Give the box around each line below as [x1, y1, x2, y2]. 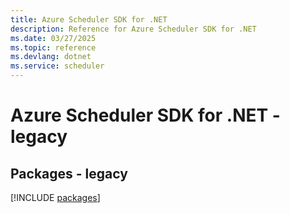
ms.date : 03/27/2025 [10, 33, 97, 43]
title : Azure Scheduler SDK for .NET [10, 14, 168, 25]
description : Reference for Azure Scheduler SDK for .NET [10, 24, 257, 34]
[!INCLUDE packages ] [10, 192, 101, 203]
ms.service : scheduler [10, 61, 105, 71]
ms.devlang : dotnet [10, 52, 92, 62]
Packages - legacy [10, 165, 128, 182]
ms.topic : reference [10, 42, 97, 53]
